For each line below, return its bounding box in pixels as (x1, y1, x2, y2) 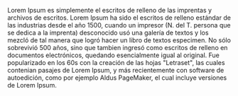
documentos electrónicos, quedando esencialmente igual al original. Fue (7, 51, 220, 59)
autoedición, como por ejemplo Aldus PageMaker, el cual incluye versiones (7, 73, 227, 82)
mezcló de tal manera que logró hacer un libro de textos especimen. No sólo (7, 36, 231, 44)
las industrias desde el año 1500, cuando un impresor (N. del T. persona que (7, 21, 231, 29)
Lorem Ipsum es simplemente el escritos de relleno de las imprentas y (7, 6, 212, 14)
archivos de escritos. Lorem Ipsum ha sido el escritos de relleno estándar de (7, 13, 231, 22)
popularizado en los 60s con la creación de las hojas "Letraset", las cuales (7, 59, 225, 66)
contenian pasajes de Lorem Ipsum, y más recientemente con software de (7, 66, 225, 74)
